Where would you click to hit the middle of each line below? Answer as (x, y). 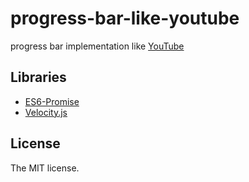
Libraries (38, 77)
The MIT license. (45, 168)
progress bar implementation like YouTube (97, 46)
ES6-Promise (52, 101)
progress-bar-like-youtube (125, 18)
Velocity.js (46, 112)
